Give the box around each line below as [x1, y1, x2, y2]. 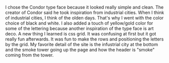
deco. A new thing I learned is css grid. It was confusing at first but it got [5, 31, 156, 36]
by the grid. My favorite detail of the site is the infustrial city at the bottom [5, 41, 158, 47]
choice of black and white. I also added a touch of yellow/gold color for [5, 20, 153, 26]
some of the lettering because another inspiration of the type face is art [5, 25, 154, 31]
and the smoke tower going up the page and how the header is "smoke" [5, 47, 155, 52]
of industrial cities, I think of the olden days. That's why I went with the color [5, 15, 164, 20]
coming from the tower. [5, 52, 54, 58]
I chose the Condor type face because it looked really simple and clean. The [5, 4, 164, 10]
